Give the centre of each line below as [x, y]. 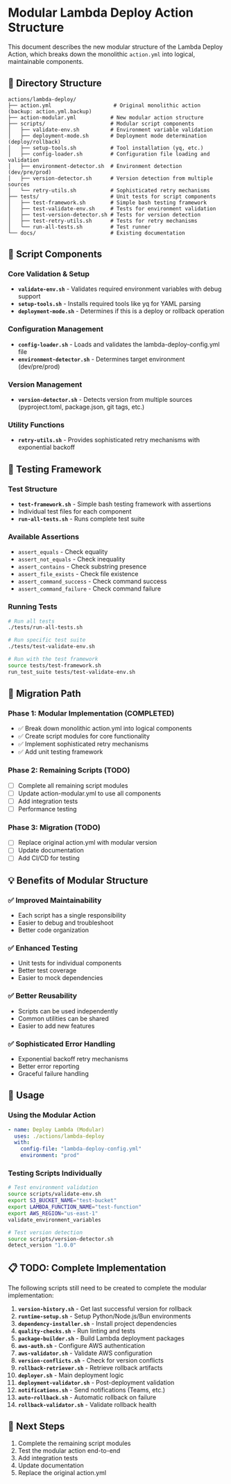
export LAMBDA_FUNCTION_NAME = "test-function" [75, 1207]
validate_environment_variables [54, 1220]
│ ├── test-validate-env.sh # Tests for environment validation [112, 209]
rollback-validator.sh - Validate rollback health [87, 1405]
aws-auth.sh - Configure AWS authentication [81, 1346]
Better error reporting [49, 1066]
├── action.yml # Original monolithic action [104, 106]
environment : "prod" [50, 1156]
